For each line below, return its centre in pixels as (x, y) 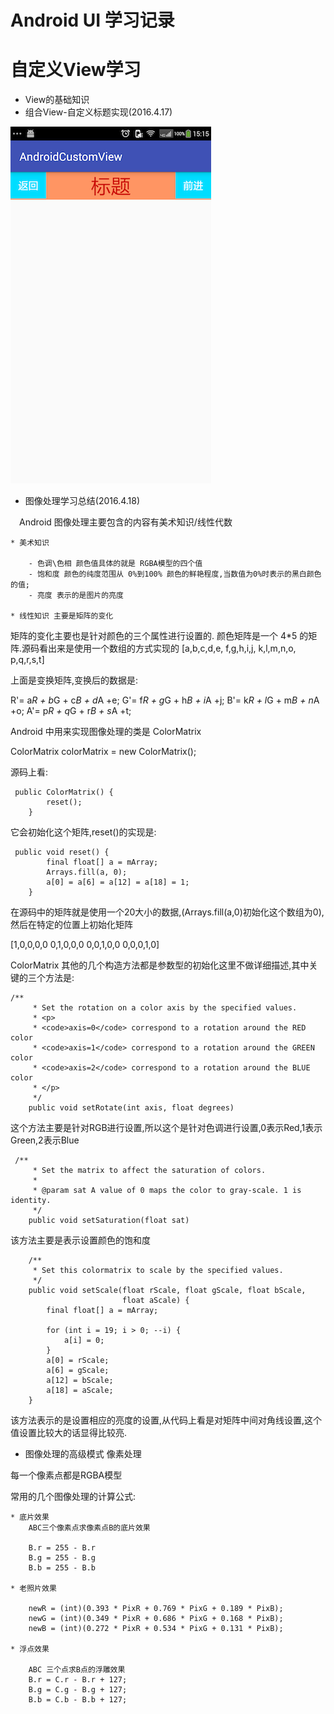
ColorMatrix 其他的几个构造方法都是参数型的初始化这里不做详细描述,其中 (160, 965)
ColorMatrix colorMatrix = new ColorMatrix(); (103, 752)
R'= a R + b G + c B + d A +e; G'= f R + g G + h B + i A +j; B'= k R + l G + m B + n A (165, 700)
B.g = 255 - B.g (62, 1558)
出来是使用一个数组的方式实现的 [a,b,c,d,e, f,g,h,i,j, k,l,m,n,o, (172, 648)
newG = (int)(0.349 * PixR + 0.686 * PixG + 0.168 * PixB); (156, 1619)
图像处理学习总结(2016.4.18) (82, 501)
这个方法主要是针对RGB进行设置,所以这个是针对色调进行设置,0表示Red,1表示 (166, 1128)
